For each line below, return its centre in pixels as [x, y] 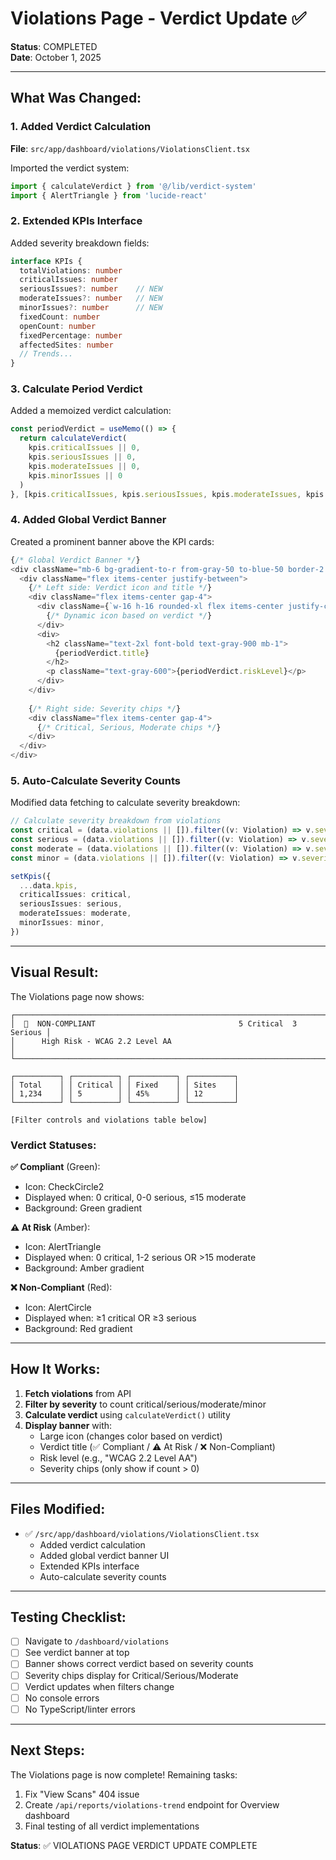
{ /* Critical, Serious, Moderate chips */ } [129, 727]
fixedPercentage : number [71, 335]
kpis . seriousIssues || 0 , [82, 457]
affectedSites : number [66, 345]
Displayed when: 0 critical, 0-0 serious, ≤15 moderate [135, 1197]
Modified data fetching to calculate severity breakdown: [125, 803]
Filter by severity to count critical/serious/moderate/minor [145, 1404]
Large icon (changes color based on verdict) [131, 1436]
